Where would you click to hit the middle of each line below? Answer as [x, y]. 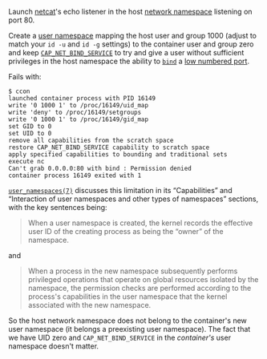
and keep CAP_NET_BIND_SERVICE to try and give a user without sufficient [126, 52]
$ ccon [19, 91]
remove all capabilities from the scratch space [91, 140]
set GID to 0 [30, 127]
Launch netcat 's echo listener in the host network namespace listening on [130, 12]
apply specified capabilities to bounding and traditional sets [118, 155]
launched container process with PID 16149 [82, 99]
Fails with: [25, 77]
